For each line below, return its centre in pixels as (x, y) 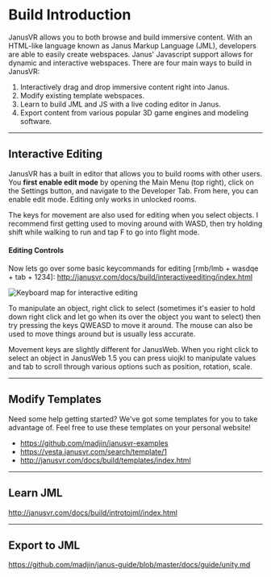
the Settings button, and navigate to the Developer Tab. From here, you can (133, 190)
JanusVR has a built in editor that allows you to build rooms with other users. (135, 173)
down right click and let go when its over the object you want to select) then (135, 317)
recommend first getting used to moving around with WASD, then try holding (135, 223)
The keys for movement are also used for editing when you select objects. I (133, 214)
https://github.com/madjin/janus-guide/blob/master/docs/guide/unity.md (129, 565)
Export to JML (44, 545)
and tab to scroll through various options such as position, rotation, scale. (130, 366)
